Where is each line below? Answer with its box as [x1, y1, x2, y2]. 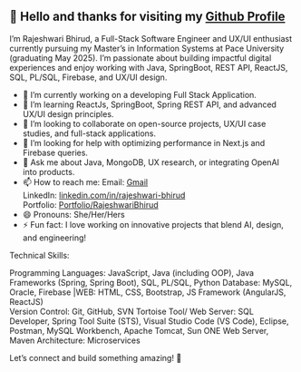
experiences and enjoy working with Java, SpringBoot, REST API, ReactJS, [9, 62, 288, 73]
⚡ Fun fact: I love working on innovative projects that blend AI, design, [22, 219, 284, 230]
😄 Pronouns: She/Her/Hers [22, 209, 125, 220]
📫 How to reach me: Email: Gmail [22, 176, 148, 187]
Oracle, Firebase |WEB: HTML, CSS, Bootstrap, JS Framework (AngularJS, [9, 287, 286, 298]
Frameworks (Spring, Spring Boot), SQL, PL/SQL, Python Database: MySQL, [9, 277, 293, 288]
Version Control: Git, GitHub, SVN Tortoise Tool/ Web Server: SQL [9, 306, 254, 317]
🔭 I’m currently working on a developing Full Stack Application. [22, 89, 257, 100]
